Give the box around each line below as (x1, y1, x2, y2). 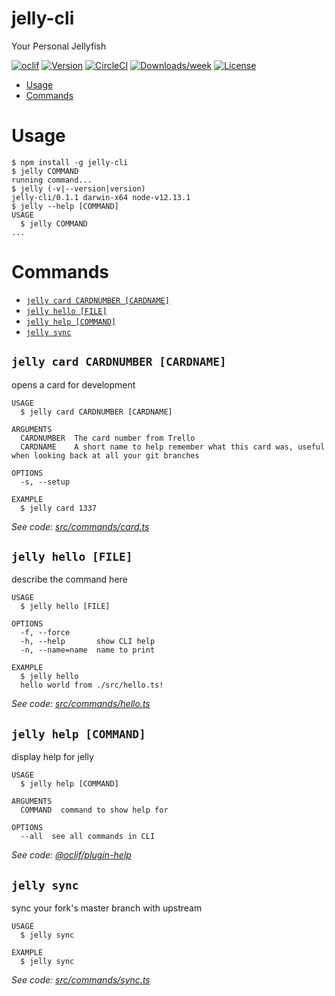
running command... (11, 175, 93, 185)
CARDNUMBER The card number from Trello (20, 433, 196, 443)
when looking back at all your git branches (11, 450, 200, 461)
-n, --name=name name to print (20, 645, 156, 656)
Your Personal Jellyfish (11, 40, 107, 52)
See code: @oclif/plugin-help (11, 849, 132, 861)
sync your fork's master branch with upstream (11, 902, 203, 914)
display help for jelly (11, 751, 94, 763)
